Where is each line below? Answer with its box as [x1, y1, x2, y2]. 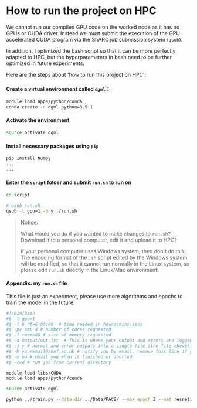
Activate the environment [6, 117, 70, 124]
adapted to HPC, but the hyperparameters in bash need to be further [6, 53, 172, 60]
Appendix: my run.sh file [6, 280, 67, 287]
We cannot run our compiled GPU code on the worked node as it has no [6, 23, 180, 30]
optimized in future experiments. [6, 60, 85, 67]
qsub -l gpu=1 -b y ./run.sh [6, 208, 77, 214]
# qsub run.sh [6, 202, 41, 209]
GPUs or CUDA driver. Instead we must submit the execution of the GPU [6, 29, 181, 36]
